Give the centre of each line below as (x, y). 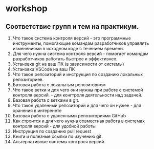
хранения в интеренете (37, 111)
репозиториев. (28, 79)
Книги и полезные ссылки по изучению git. (58, 136)
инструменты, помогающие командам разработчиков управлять (81, 43)
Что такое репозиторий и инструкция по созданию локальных (78, 74)
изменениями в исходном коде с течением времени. (68, 48)
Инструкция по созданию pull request (52, 131)
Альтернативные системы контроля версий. (59, 141)
